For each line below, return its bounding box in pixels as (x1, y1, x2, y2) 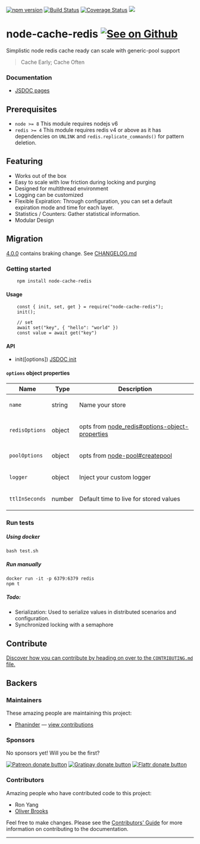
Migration (6, 234, 43, 244)
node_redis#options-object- (108, 422, 189, 431)
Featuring (6, 156, 43, 166)
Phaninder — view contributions (14, 721, 94, 728)
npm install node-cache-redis (17, 278, 92, 284)
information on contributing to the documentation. (6, 825, 129, 832)
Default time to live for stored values (79, 494, 180, 503)
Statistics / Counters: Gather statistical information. (14, 210, 140, 217)
